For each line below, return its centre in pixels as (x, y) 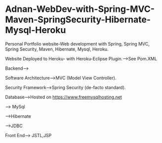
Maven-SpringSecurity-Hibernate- (78, 20)
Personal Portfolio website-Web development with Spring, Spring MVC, (77, 44)
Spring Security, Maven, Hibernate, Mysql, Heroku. (57, 49)
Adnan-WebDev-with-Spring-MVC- (80, 9)
